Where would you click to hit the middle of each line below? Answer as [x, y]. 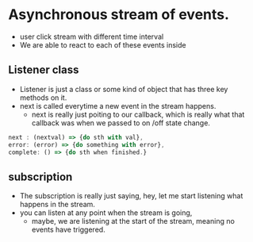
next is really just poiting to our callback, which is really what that [138, 114]
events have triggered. [68, 230]
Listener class [44, 70]
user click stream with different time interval [92, 36]
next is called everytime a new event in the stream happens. [118, 106]
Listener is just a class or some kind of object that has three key [124, 89]
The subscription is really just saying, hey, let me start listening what [131, 196]
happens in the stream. [57, 205]
